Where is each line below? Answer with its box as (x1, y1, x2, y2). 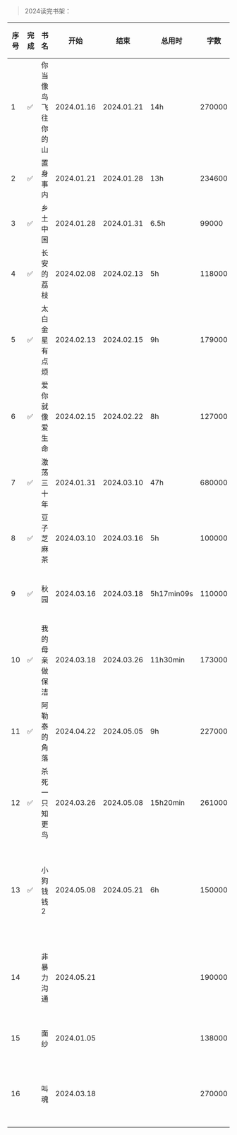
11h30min (150, 655, 186, 664)
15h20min (150, 798, 186, 807)
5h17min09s (150, 589, 194, 598)
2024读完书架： (24, 7, 72, 15)
